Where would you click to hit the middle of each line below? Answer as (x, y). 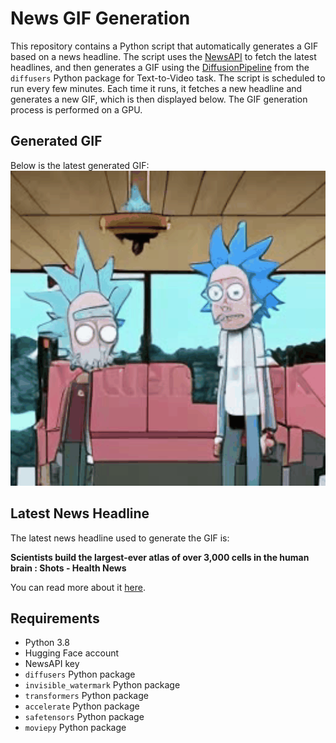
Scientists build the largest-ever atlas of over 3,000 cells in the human (160, 557)
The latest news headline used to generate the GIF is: (120, 538)
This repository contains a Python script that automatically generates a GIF (164, 46)
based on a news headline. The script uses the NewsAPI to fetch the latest (163, 56)
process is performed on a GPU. (76, 109)
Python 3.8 (47, 643)
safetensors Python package (84, 717)
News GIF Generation (100, 18)
